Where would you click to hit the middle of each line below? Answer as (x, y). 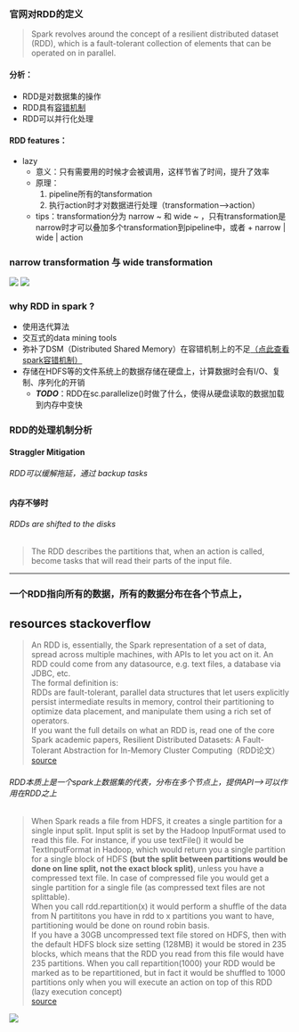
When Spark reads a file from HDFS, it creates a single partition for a (157, 821)
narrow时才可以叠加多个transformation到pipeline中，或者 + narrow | (161, 227)
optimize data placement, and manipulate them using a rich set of (151, 711)
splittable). (50, 897)
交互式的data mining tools (69, 338)
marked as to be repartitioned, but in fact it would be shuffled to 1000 (158, 973)
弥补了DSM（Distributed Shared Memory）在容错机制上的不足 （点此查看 (156, 349)
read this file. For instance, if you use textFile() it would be (137, 840)
